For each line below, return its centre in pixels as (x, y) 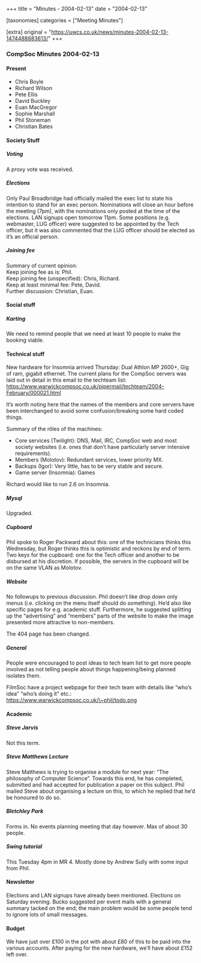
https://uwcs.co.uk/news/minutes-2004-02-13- (110, 32)
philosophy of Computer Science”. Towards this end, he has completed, (95, 778)
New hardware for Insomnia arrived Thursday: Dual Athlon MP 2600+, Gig (97, 367)
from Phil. (18, 868)
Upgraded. (19, 513)
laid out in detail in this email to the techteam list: (67, 380)
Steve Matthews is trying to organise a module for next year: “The (88, 772)
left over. (17, 955)
